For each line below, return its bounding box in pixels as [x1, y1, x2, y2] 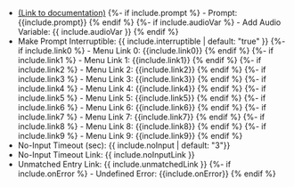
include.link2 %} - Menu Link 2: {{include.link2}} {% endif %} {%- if [17, 64, 266, 75]
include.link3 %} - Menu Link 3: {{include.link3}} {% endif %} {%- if [17, 74, 267, 84]
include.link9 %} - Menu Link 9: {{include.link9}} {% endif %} [17, 131, 243, 141]
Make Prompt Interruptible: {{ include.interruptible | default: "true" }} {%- [17, 36, 286, 46]
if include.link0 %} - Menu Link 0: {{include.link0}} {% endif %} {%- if [17, 45, 274, 56]
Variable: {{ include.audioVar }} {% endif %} [17, 27, 179, 37]
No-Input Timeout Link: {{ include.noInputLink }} [17, 150, 196, 159]
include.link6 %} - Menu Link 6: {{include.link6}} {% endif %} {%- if [17, 102, 267, 112]
